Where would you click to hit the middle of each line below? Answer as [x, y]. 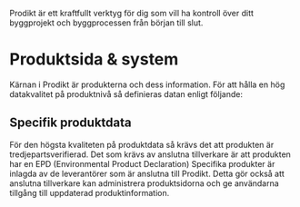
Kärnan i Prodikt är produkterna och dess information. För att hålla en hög [147, 84]
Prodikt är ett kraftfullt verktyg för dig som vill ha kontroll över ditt [132, 13]
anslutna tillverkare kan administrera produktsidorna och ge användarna [144, 183]
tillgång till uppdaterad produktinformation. [90, 192]
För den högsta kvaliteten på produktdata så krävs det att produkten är [142, 144]
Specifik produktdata [70, 123]
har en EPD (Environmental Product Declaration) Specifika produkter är [142, 163]
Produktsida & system [94, 59]
